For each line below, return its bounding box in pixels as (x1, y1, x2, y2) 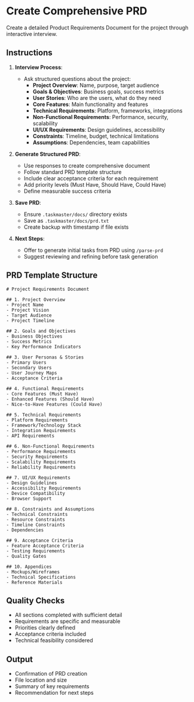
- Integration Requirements (6, 427, 76, 433)
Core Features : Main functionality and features (32, 101, 148, 108)
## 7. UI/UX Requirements (6, 475, 70, 481)
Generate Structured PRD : (14, 150, 81, 157)
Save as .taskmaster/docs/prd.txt (23, 217, 109, 224)
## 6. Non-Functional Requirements (6, 443, 95, 449)
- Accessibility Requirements (6, 485, 82, 491)
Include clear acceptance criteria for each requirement (23, 175, 158, 182)
